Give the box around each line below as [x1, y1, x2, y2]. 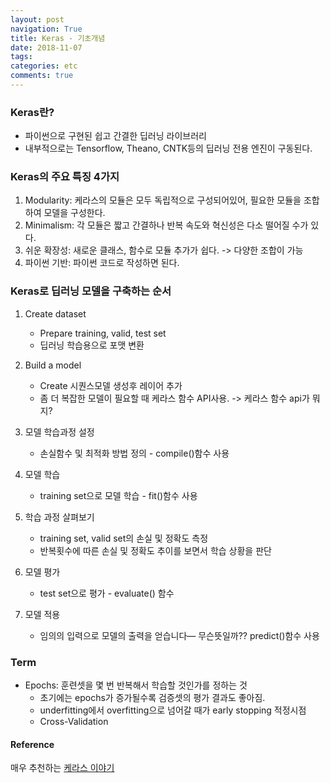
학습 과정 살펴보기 [24, 511, 95, 523]
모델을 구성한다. [43, 207, 106, 219]
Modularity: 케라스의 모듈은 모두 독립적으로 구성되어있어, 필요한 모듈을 [24, 194, 302, 206]
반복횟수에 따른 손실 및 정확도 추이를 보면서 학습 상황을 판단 [39, 544, 272, 556]
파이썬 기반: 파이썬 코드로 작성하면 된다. [24, 257, 180, 269]
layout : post [10, 14, 65, 25]
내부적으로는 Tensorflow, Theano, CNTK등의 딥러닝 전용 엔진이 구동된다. [24, 142, 313, 155]
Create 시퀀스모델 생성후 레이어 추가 [39, 379, 183, 391]
